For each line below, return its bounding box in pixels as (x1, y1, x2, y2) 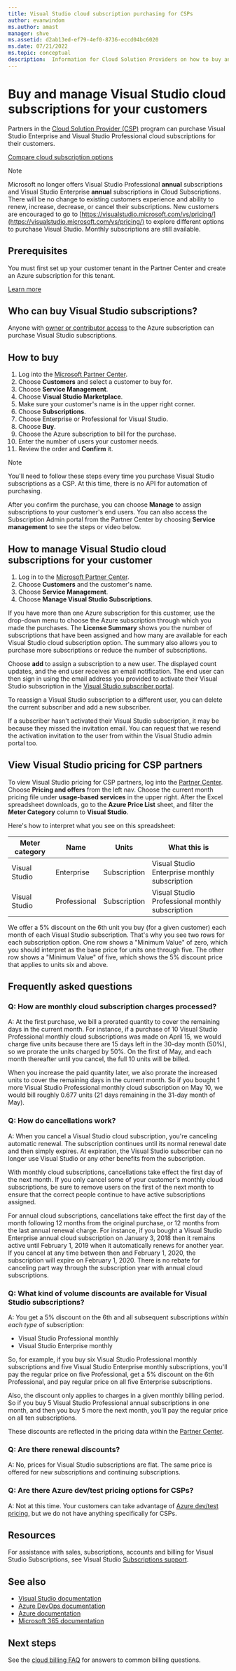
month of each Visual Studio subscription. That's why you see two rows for (8, 931, 225, 939)
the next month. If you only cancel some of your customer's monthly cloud (8, 1175, 223, 1183)
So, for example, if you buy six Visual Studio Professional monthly (8, 1355, 197, 1364)
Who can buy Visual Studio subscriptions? (8, 305, 198, 317)
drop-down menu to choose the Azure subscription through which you (8, 615, 211, 625)
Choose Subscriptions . (18, 408, 86, 416)
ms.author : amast (8, 23, 59, 30)
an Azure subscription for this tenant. (8, 271, 116, 279)
